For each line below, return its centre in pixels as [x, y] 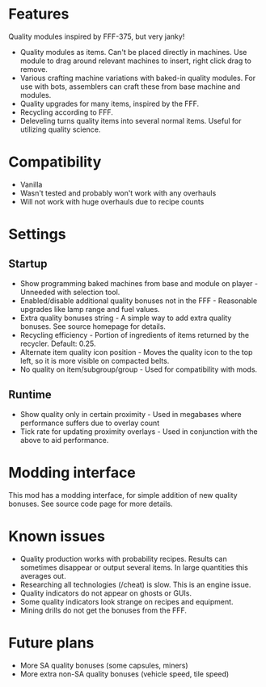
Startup [28, 264]
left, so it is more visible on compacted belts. [95, 360]
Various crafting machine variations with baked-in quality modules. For [138, 78]
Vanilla [31, 184]
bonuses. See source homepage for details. [93, 326]
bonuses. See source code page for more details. [91, 504]
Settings [37, 234]
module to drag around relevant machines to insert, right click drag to [136, 61]
